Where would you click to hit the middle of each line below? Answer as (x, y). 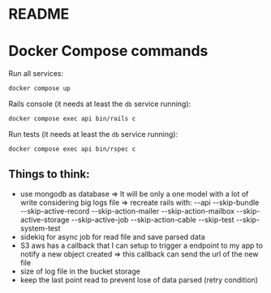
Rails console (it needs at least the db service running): (100, 104)
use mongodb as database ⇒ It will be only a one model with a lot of (134, 193)
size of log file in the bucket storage (80, 271)
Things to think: (49, 174)
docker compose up (39, 89)
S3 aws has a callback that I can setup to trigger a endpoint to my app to (142, 245)
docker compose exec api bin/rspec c (72, 149)
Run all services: (36, 74)
